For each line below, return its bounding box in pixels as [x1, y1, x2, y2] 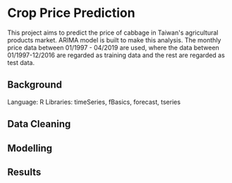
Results [7, 166, 42, 178]
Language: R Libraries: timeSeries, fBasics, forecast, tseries [7, 98, 181, 106]
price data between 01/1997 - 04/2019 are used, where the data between [7, 43, 220, 52]
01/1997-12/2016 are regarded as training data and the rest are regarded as [7, 51, 226, 59]
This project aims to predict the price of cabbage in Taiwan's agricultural [7, 28, 219, 37]
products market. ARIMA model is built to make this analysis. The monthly [7, 35, 221, 44]
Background [7, 79, 62, 91]
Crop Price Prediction [7, 5, 135, 21]
